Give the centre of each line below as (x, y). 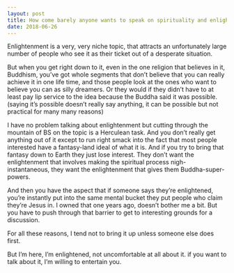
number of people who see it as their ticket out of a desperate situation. (110, 54)
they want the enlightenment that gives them (115, 170)
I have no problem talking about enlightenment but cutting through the (108, 125)
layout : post (26, 14)
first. (14, 241)
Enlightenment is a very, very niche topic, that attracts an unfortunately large (117, 47)
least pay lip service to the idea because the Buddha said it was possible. (112, 97)
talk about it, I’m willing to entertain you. (64, 262)
